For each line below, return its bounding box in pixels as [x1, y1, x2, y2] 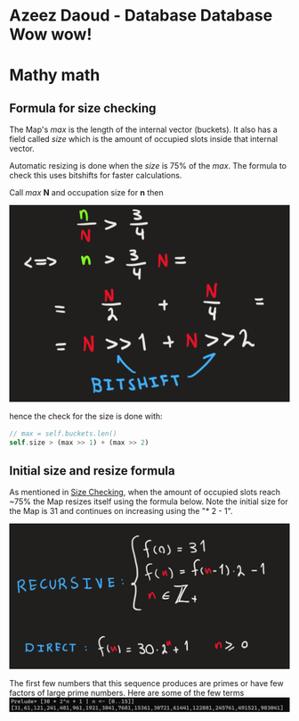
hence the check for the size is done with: [9, 410, 163, 421]
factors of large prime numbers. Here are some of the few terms [9, 687, 245, 698]
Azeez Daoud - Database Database [9, 5, 273, 26]
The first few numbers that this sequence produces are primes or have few [9, 677, 284, 688]
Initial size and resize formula [9, 463, 175, 478]
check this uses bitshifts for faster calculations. [9, 170, 182, 181]
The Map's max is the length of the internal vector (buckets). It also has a [9, 124, 278, 135]
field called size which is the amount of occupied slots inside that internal [9, 134, 279, 145]
